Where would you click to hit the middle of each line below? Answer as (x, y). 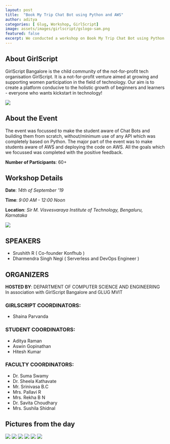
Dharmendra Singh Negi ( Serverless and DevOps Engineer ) (76, 259)
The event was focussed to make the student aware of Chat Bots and (78, 131)
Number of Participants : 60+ (36, 162)
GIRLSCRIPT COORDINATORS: (43, 305)
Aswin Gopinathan (32, 346)
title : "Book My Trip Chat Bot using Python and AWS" (64, 15)
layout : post (19, 10)
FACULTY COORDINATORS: (40, 365)
